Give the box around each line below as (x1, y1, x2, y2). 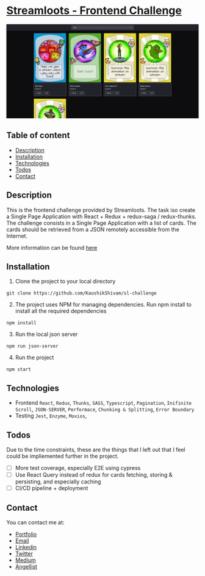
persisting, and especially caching (15, 478, 102, 485)
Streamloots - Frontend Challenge (6, 4, 182, 18)
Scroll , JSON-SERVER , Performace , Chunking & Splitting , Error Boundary (15, 406, 195, 413)
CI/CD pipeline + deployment (15, 485, 88, 492)
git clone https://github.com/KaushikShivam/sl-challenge (6, 290, 157, 296)
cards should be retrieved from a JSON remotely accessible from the (6, 226, 180, 233)
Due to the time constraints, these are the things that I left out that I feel (6, 446, 185, 453)
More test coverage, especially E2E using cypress (15, 464, 141, 472)
